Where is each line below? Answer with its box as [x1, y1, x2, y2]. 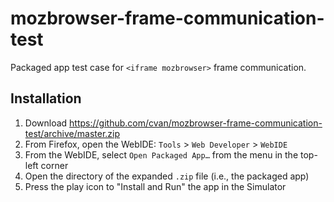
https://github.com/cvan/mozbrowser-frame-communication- [69, 117, 323, 129]
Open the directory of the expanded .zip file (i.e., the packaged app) [24, 170, 310, 182]
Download [24, 117, 68, 129]
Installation [10, 90, 82, 107]
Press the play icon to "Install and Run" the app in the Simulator [24, 180, 287, 192]
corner [40, 159, 69, 171]
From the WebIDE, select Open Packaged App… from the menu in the [24, 148, 299, 161]
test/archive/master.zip [24, 127, 121, 139]
